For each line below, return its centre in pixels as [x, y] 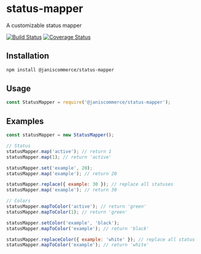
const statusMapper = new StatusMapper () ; [60, 135]
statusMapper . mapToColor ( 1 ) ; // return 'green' [67, 212]
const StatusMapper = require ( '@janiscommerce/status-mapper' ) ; [88, 102]
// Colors [19, 201]
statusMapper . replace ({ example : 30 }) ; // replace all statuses [90, 184]
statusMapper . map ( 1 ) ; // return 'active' [59, 157]
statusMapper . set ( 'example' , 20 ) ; [50, 168]
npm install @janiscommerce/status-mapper [60, 70]
